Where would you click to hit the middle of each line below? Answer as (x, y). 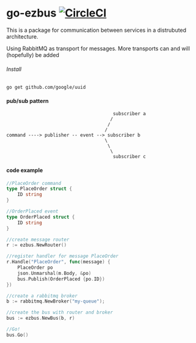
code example (25, 170)
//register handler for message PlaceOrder (63, 256)
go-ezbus (31, 13)
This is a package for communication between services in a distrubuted (96, 30)
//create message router (38, 239)
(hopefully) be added (33, 55)
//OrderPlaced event (33, 211)
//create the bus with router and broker (60, 312)
